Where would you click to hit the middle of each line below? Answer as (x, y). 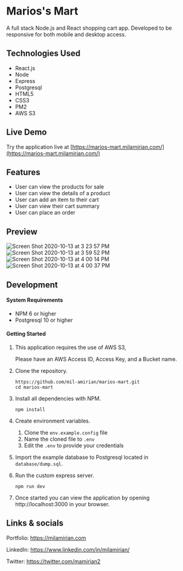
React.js (25, 68)
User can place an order (45, 213)
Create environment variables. (53, 421)
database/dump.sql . (39, 463)
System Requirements (35, 300)
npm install (30, 409)
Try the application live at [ (39, 147)
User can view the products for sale (59, 187)
